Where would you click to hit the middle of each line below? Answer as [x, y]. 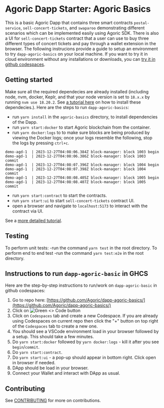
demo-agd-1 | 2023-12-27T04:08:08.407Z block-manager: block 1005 [76, 182]
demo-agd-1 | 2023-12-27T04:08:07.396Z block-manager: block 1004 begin [82, 165]
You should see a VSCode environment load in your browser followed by [85, 331]
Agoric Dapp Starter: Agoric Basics [78, 9]
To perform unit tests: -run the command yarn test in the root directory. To [81, 248]
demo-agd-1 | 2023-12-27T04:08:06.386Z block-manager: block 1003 [76, 156]
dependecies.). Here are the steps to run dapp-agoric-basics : [67, 107]
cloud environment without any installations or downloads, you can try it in [80, 59]
